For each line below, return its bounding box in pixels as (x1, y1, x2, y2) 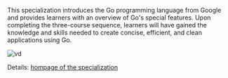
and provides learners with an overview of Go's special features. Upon (7, 13, 211, 22)
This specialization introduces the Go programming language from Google (7, 6, 222, 14)
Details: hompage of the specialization (7, 63, 118, 71)
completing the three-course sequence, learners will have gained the (7, 21, 207, 29)
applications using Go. (7, 36, 72, 44)
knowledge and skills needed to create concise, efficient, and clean (7, 28, 202, 37)
